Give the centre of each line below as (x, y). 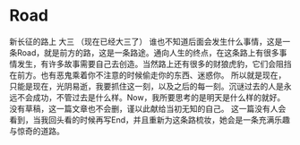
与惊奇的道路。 (37, 131)
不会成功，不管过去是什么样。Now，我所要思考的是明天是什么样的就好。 (151, 97)
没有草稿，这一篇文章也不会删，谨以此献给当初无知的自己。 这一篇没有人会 (148, 108)
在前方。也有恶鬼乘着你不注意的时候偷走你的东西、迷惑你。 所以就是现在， (148, 75)
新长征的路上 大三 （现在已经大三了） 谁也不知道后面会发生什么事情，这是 (146, 41)
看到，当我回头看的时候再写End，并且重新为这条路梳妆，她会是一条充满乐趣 (150, 119)
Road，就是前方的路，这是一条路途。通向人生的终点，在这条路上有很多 (148, 52)
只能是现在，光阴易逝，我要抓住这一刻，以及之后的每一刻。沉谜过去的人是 (146, 86)
